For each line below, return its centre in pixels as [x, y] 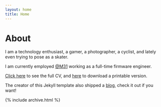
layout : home [18, 10]
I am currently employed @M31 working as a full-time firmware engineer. [79, 66]
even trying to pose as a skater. [37, 57]
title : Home [17, 14]
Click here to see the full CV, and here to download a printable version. [76, 76]
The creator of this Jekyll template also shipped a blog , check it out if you [79, 86]
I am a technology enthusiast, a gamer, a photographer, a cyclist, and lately [81, 52]
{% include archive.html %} [33, 100]
